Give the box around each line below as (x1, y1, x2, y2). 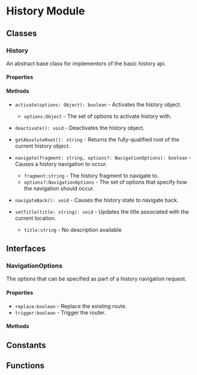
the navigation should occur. (23, 185, 95, 192)
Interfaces (6, 244, 46, 254)
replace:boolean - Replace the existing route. (14, 302, 127, 309)
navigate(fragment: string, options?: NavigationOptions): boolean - (14, 153, 192, 161)
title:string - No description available (23, 226, 122, 233)
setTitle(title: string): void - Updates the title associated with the (14, 208, 189, 215)
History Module (6, 4, 85, 18)
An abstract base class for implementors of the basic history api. (6, 60, 166, 67)
